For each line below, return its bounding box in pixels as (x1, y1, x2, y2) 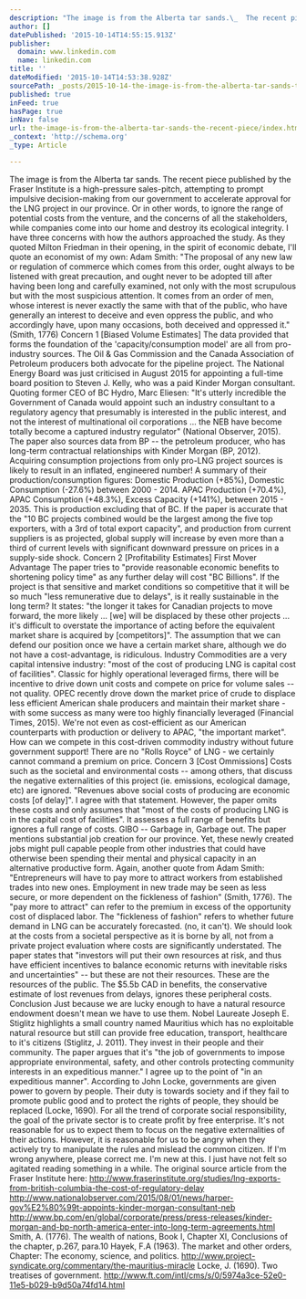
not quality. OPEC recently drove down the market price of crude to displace (9, 687, 296, 698)
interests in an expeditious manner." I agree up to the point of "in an (9, 1065, 262, 1077)
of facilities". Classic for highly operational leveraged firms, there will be (9, 668, 280, 679)
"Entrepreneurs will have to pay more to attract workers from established (9, 872, 283, 883)
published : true (9, 89, 71, 99)
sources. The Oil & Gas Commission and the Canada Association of (42, 348, 294, 359)
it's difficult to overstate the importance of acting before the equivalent (9, 620, 275, 631)
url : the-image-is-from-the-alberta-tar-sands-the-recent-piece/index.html (9, 124, 303, 133)
